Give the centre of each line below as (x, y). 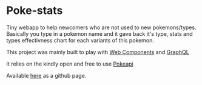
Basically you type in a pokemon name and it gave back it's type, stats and (99, 33)
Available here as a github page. (46, 75)
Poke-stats (35, 11)
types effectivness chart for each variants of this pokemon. (80, 40)
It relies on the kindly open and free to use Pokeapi (70, 64)
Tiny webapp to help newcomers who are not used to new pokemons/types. (101, 27)
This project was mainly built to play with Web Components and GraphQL (98, 52)
